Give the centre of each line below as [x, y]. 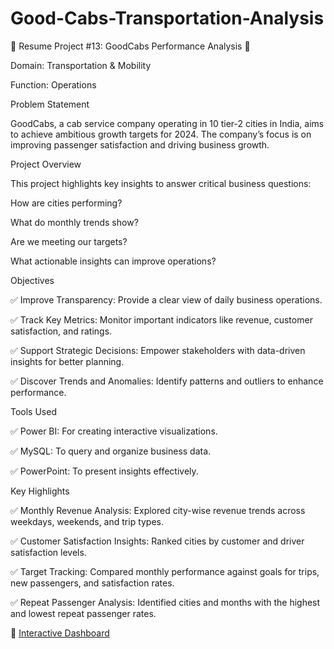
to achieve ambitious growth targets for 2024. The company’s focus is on [161, 134]
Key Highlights [40, 491]
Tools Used [33, 411]
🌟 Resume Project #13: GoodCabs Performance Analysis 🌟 [130, 46]
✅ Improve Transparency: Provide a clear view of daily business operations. [166, 299]
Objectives [32, 280]
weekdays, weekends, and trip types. [87, 521]
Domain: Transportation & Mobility [81, 65]
